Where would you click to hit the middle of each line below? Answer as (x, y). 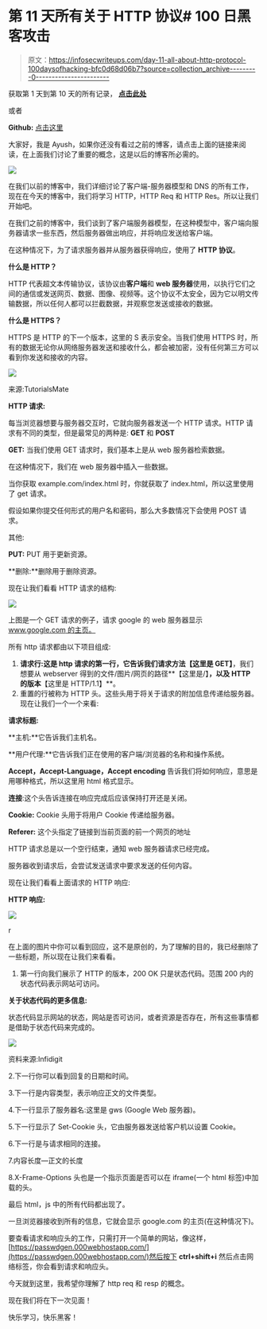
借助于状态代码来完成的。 (57, 1027)
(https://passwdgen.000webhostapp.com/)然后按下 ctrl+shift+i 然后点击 (128, 1256)
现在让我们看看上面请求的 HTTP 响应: (70, 882)
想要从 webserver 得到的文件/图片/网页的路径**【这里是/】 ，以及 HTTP (135, 673)
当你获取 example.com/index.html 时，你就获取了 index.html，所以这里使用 (131, 483)
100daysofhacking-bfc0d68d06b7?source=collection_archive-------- (141, 68)
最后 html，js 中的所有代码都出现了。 (69, 1204)
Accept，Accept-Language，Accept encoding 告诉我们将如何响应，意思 (130, 771)
